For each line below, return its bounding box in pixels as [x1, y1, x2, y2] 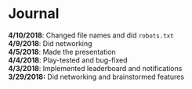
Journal [8, 5, 60, 23]
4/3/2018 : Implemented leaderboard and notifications [8, 63, 183, 73]
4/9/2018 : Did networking [8, 38, 92, 48]
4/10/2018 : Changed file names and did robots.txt [8, 30, 174, 40]
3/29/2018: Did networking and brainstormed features [8, 72, 185, 81]
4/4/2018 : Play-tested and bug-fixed [8, 55, 128, 65]
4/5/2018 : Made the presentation [8, 47, 116, 56]
